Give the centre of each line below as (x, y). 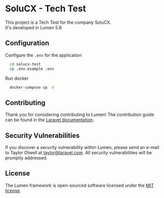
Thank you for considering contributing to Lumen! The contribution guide (80, 115)
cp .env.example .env (32, 69)
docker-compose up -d (32, 87)
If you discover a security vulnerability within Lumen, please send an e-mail (82, 147)
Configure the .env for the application (43, 55)
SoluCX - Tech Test (46, 9)
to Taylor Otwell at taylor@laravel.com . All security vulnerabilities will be (79, 152)
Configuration (27, 43)
